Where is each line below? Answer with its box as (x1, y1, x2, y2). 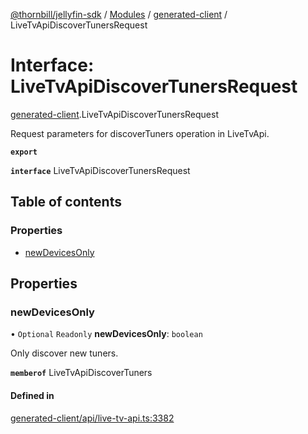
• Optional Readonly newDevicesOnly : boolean (10, 328, 203, 340)
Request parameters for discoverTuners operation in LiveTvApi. (10, 127, 270, 139)
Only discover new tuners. (10, 347, 119, 359)
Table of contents (10, 194, 122, 211)
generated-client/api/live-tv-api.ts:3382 (10, 412, 175, 424)
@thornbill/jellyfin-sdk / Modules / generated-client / (10, 9, 228, 20)
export (10, 147, 38, 157)
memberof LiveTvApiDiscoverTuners (10, 367, 153, 379)
